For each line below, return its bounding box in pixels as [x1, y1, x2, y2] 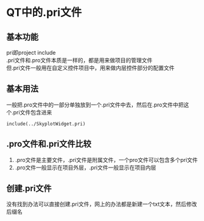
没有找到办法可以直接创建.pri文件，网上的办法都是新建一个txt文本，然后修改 [6, 200, 197, 208]
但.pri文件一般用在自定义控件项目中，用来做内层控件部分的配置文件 [6, 65, 175, 71]
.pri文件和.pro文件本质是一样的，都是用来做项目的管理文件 [6, 57, 153, 64]
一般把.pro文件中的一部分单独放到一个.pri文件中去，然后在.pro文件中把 [6, 101, 184, 108]
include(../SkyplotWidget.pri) [6, 121, 86, 127]
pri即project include [6, 49, 56, 56]
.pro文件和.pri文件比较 [6, 139, 91, 149]
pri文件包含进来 [13, 108, 52, 116]
